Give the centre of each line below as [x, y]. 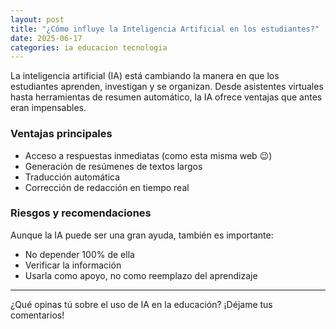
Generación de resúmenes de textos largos [113, 166]
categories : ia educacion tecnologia [89, 47]
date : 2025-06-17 [46, 38]
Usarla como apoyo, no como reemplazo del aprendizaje [141, 275]
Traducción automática [72, 177]
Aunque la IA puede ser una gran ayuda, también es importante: [142, 235]
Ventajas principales [61, 134]
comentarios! [37, 315]
